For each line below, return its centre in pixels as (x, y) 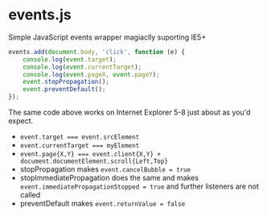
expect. (21, 121)
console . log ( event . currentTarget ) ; (82, 67)
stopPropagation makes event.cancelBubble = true (105, 169)
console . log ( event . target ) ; (70, 59)
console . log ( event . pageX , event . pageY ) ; (91, 74)
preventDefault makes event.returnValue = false (103, 204)
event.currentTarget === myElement (80, 146)
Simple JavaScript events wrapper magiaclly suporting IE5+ (107, 37)
